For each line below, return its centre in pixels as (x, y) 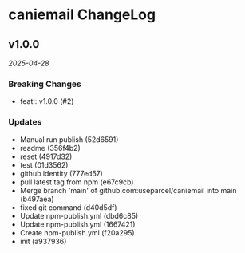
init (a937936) (43, 241)
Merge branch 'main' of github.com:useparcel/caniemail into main (128, 190)
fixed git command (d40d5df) (68, 207)
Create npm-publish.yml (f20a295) (77, 232)
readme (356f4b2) (50, 148)
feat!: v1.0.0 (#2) (47, 101)
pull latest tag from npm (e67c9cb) (77, 182)
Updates (25, 122)
